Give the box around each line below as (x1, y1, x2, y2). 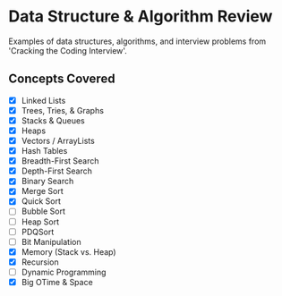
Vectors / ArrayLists (21, 136, 95, 146)
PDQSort (21, 226, 55, 237)
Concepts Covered (8, 72, 115, 87)
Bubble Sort (21, 206, 66, 216)
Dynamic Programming (21, 266, 107, 277)
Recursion (21, 257, 59, 267)
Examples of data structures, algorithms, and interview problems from (8, 36, 267, 47)
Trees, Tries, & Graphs (21, 105, 105, 115)
